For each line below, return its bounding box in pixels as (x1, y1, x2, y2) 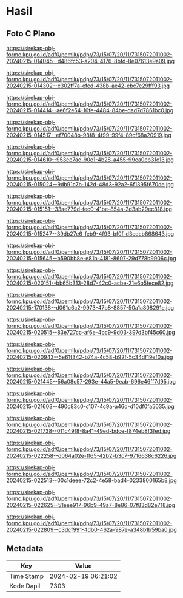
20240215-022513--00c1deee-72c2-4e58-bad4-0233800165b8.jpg (6, 477, 177, 484)
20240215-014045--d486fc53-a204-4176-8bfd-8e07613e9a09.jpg (6, 58, 175, 64)
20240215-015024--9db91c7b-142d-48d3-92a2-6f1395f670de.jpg (6, 181, 175, 188)
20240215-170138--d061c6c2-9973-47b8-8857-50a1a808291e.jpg (6, 304, 175, 311)
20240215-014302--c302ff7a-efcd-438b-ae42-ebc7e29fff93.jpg (6, 82, 170, 89)
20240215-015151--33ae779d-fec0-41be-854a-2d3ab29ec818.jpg (6, 205, 173, 212)
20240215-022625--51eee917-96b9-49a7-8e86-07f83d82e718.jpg (6, 501, 176, 508)
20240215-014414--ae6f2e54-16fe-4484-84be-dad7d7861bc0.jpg (6, 107, 174, 114)
